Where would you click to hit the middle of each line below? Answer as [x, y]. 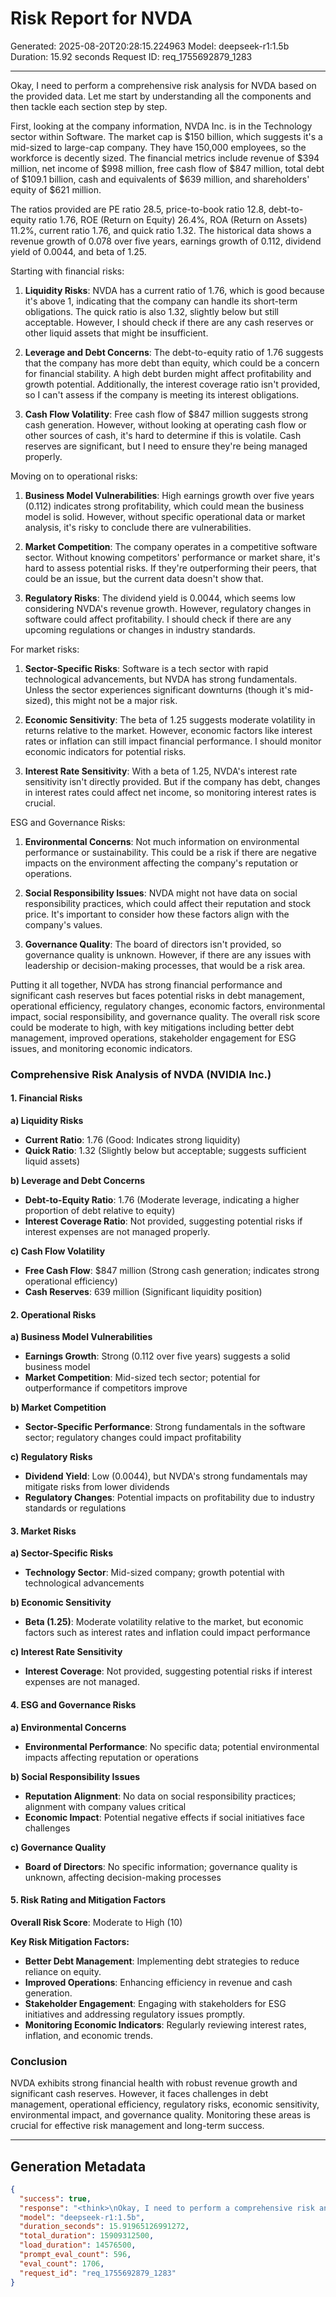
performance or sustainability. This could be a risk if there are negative [170, 852]
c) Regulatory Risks [51, 1457]
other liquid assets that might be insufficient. [116, 333]
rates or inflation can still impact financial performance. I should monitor [173, 741]
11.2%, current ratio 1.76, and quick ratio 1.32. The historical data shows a [161, 230]
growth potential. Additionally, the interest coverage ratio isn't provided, [172, 384]
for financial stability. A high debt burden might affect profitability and [168, 373]
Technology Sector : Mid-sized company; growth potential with [154, 1573]
